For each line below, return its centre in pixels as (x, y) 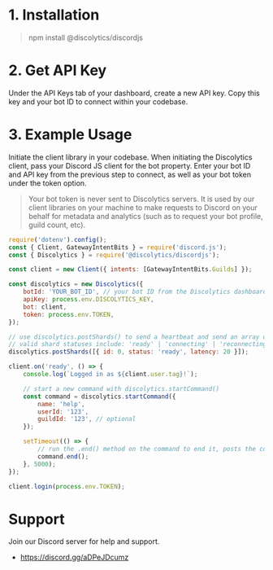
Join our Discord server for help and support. (84, 541)
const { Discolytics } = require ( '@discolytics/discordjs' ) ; (114, 255)
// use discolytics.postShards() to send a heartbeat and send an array (134, 337)
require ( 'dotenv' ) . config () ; (58, 239)
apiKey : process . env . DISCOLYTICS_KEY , (89, 300)
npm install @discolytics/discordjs (86, 37)
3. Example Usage (70, 135)
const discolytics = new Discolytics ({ (76, 284)
